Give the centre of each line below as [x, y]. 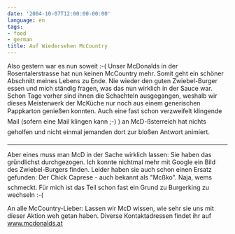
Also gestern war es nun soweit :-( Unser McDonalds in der [93, 66]
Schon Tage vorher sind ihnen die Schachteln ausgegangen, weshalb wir [112, 96]
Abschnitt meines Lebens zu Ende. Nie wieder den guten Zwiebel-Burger [113, 81]
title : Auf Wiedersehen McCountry [58, 46]
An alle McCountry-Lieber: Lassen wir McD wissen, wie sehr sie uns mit [111, 208]
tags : [15, 27]
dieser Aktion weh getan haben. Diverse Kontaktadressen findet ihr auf [109, 216]
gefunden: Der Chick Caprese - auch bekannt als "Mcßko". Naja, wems [109, 177]
